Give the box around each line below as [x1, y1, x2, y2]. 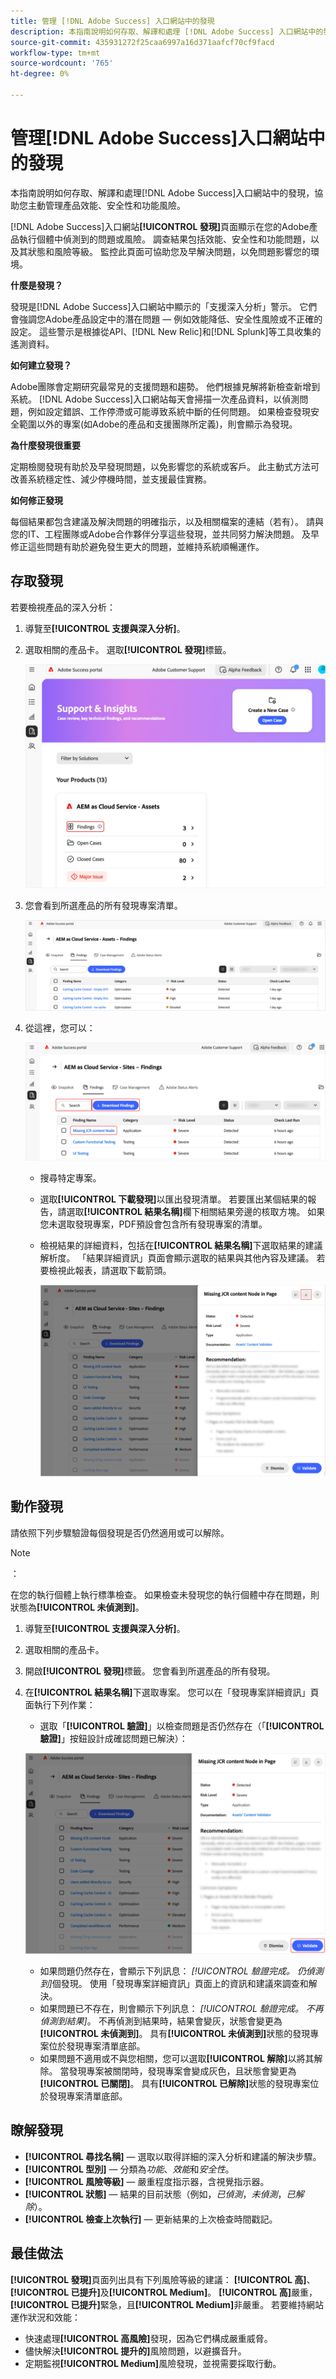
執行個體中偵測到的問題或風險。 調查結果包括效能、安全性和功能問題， [18, 233, 311, 245]
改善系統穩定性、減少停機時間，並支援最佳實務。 [10, 473, 212, 485]
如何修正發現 [10, 494, 63, 506]
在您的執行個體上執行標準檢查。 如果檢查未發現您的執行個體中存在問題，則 [10, 1588, 320, 1600]
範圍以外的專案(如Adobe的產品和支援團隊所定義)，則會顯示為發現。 [18, 418, 298, 430]
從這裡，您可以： [24, 1022, 96, 1034]
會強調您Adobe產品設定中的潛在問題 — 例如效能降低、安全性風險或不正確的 [10, 313, 323, 325]
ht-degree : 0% [10, 69, 70, 79]
